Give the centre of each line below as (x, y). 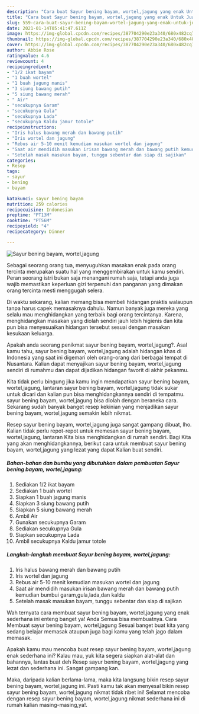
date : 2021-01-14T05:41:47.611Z (46, 28)
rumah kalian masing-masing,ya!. (47, 705)
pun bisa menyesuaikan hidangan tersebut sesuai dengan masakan (89, 327)
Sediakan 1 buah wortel (44, 491)
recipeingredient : (29, 67)
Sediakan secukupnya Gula (48, 529)
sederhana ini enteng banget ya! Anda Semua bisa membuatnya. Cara (92, 619)
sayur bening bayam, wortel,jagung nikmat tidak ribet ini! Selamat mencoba (98, 692)
